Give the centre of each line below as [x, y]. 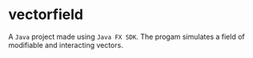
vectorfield [46, 15]
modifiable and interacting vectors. [66, 44]
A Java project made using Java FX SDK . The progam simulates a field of [127, 37]
